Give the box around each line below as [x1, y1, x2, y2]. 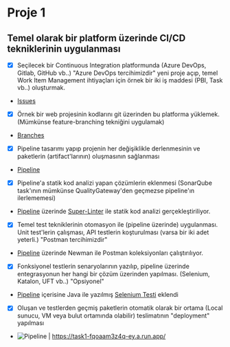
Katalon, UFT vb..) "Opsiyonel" [16, 277, 104, 286]
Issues [16, 97, 36, 105]
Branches [16, 131, 45, 139]
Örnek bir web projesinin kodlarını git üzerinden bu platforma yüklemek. [16, 110, 220, 118]
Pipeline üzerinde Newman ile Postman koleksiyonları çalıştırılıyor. [16, 249, 204, 257]
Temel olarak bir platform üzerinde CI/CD [7, 32, 186, 44]
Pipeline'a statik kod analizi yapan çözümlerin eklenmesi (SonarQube [16, 179, 213, 187]
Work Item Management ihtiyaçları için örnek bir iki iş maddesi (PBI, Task [16, 76, 223, 85]
